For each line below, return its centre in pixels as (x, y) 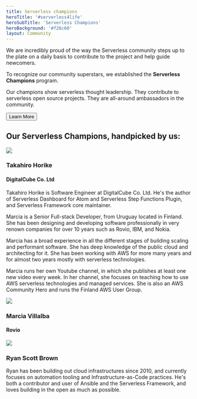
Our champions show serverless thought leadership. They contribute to (93, 92)
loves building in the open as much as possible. (64, 390)
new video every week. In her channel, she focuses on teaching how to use (98, 277)
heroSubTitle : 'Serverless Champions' (54, 22)
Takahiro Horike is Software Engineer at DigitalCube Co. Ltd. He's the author (98, 192)
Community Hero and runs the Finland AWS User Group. (74, 289)
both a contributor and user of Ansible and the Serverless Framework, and (96, 384)
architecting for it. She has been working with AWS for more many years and (99, 253)
